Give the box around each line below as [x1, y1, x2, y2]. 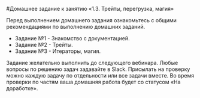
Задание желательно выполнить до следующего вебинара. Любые [6, 60, 178, 66]
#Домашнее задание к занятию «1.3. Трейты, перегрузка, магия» [6, 5, 174, 12]
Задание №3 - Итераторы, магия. [14, 47, 101, 55]
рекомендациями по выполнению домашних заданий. [6, 23, 146, 30]
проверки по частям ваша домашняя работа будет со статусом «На [6, 78, 181, 85]
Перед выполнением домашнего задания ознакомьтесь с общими [6, 17, 177, 23]
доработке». [6, 85, 38, 92]
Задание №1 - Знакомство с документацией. [14, 35, 130, 41]
